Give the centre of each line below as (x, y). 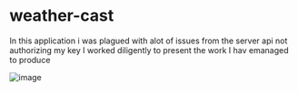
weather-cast (62, 16)
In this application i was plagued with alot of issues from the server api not (149, 41)
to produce (30, 60)
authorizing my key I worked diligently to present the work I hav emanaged (149, 50)
